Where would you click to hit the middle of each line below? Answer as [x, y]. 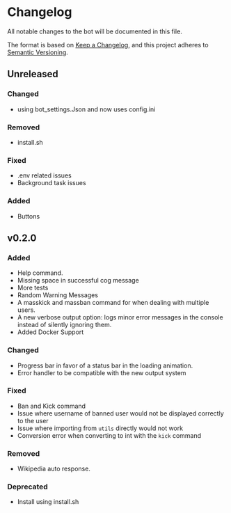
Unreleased [33, 74]
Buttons [29, 216]
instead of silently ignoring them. [64, 325]
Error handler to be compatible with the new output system [102, 372]
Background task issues [51, 183]
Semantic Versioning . [38, 52]
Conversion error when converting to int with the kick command [109, 435]
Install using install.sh [48, 502]
